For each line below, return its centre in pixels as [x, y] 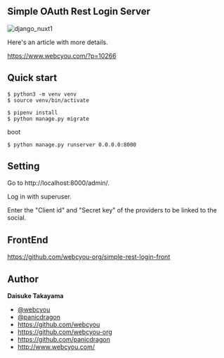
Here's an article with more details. [58, 42]
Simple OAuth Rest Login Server [79, 12]
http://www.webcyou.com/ [56, 347]
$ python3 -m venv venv [42, 94]
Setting [24, 166]
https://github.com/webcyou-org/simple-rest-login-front [89, 257]
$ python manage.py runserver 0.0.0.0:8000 [72, 145]
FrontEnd [28, 239]
